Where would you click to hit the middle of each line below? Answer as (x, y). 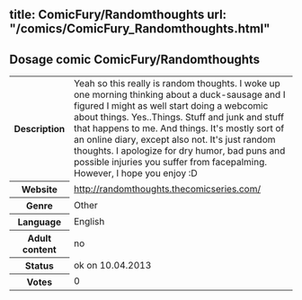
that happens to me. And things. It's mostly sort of (179, 128)
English (89, 221)
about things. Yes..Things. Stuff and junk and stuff (179, 118)
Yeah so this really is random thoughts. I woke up (177, 84)
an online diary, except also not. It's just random (174, 140)
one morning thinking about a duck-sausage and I (179, 95)
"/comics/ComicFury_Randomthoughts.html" (140, 29)
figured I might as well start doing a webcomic (171, 106)
